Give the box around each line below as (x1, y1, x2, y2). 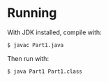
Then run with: (7, 54, 49, 62)
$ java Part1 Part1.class (7, 68, 82, 75)
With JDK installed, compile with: (7, 28, 102, 36)
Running (7, 5, 57, 21)
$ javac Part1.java (7, 41, 64, 48)
